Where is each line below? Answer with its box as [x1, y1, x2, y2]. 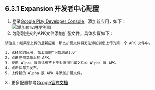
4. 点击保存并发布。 [5, 65, 41, 70]
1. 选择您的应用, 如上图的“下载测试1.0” [5, 50, 77, 55]
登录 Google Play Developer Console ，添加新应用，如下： [12, 18, 127, 24]
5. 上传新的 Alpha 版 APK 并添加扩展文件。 [5, 70, 85, 76]
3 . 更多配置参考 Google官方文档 [5, 79, 68, 85]
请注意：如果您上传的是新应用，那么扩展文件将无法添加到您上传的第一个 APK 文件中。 [5, 40, 153, 46]
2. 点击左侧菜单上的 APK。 [5, 55, 53, 60]
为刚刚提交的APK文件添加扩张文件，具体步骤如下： [12, 30, 114, 36]
